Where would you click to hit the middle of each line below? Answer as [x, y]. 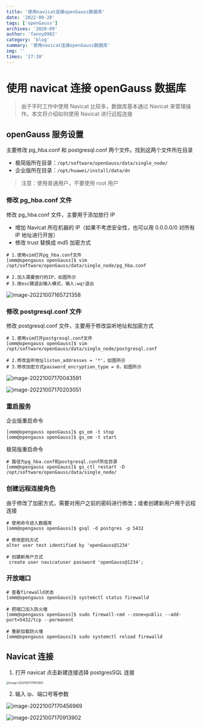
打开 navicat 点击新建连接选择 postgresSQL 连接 [75, 672]
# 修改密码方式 [23, 540]
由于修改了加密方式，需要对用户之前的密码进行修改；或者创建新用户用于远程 [101, 503]
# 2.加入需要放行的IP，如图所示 [41, 277]
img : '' [16, 51]
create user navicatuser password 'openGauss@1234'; [76, 562]
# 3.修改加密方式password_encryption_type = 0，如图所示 [74, 367]
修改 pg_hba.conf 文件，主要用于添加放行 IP [61, 214]
